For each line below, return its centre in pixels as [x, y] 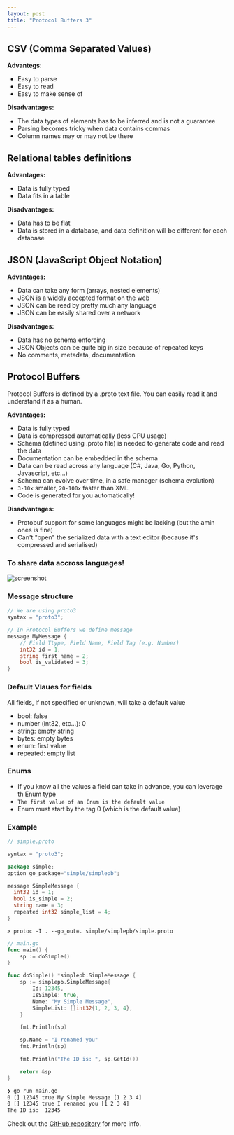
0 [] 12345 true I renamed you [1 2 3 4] [68, 1104]
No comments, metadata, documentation [76, 355]
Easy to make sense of [50, 94]
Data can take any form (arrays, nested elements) [89, 290]
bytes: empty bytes [45, 738]
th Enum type [37, 794]
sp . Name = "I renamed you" [59, 1040]
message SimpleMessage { [43, 886]
